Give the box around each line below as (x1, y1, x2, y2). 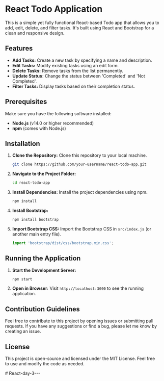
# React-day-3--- (5, 370, 41, 376)
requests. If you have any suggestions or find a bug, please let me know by (5, 323, 157, 329)
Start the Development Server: (12, 267, 76, 273)
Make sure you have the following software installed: (5, 110, 112, 116)
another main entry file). (12, 231, 61, 237)
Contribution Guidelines (5, 305, 80, 313)
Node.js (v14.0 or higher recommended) (12, 120, 94, 126)
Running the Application (5, 254, 81, 263)
